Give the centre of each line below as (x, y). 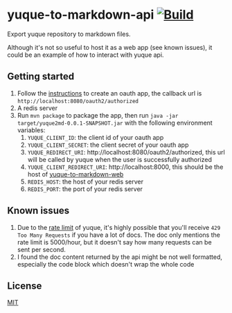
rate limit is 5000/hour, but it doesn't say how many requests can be (115, 242)
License (25, 286)
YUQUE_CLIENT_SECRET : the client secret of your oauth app (108, 145)
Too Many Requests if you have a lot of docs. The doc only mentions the (118, 235)
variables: (31, 130)
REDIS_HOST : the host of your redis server (86, 181)
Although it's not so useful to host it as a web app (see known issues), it (110, 47)
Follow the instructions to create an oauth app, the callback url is (109, 93)
